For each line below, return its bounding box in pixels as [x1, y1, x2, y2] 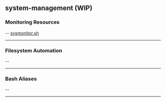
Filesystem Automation [5, 47, 63, 54]
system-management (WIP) [5, 4, 93, 12]
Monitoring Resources [5, 19, 60, 26]
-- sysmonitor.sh [5, 30, 39, 36]
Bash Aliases [5, 75, 37, 82]
